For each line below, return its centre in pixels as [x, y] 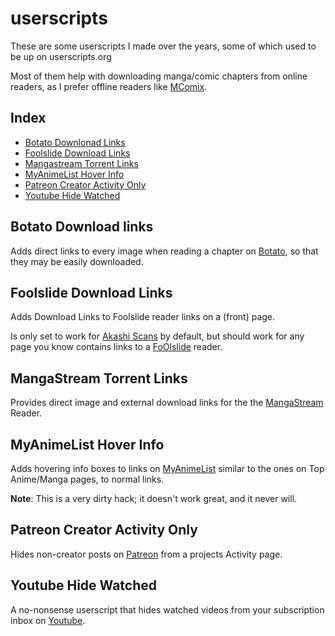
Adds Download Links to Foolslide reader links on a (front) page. [143, 317]
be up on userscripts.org [61, 56]
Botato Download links [82, 227]
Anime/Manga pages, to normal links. [87, 479]
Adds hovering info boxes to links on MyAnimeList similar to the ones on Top [167, 468]
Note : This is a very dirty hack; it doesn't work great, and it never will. [154, 498]
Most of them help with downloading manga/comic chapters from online [159, 76]
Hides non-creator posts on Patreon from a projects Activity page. [146, 554]
